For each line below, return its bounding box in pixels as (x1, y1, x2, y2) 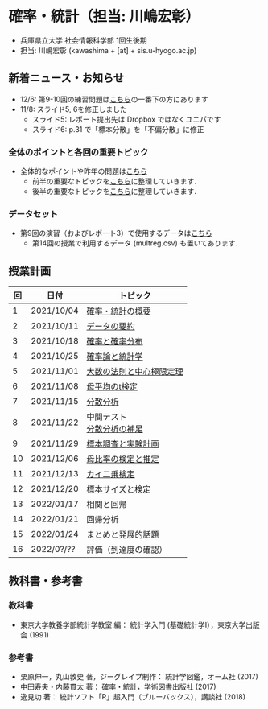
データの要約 (86, 321, 135, 332)
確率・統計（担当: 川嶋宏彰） (8, 7, 200, 26)
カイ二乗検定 (86, 468, 135, 480)
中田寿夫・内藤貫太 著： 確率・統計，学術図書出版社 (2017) (19, 682, 216, 692)
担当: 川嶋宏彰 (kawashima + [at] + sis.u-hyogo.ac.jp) (19, 45, 197, 55)
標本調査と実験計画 (86, 439, 159, 450)
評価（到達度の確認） (86, 544, 167, 555)
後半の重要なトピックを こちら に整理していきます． (31, 187, 201, 196)
